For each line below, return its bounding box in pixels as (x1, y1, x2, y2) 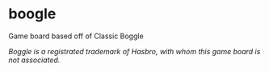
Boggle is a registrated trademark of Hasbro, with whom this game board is (8, 46, 261, 56)
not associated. (8, 55, 61, 65)
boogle (8, 5, 57, 23)
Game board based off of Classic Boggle (8, 31, 144, 41)
